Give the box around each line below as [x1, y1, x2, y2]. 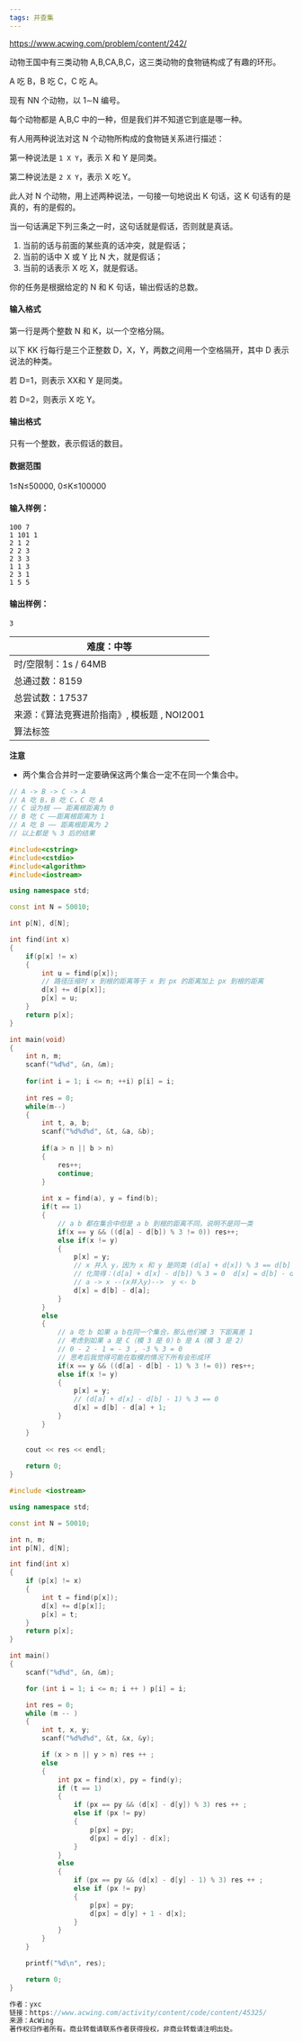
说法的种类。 [9, 355, 57, 366]
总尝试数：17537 [13, 691, 88, 704]
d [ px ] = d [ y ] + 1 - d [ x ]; [89, 1909, 187, 1918]
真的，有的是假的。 [9, 202, 81, 212]
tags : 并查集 [9, 13, 54, 22]
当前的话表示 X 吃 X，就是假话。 [22, 262, 143, 273]
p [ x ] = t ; [41, 1610, 78, 1619]
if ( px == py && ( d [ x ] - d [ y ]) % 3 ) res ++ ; [73, 1801, 247, 1810]
